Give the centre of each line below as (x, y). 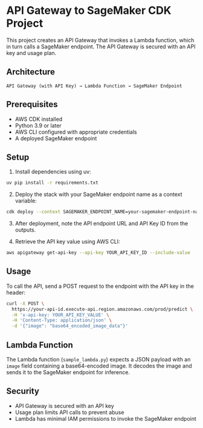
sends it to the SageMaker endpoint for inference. (68, 372)
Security (23, 391)
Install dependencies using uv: (53, 172)
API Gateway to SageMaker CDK (89, 11)
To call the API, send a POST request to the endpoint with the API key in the (100, 286)
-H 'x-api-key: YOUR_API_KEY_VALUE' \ (61, 315)
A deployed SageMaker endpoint (56, 138)
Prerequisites (32, 104)
